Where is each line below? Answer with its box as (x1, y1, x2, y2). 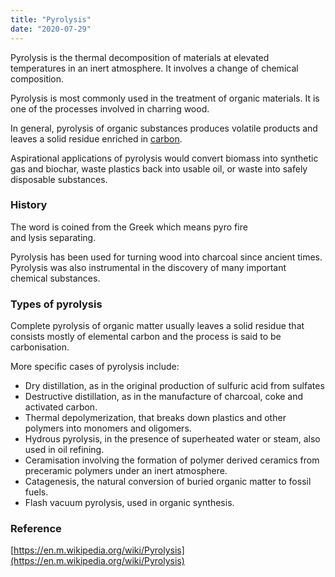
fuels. (24, 486, 49, 498)
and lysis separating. (10, 231, 97, 243)
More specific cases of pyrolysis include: (10, 361, 180, 373)
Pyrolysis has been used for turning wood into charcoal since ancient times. (10, 251, 323, 263)
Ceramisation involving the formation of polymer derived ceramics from (24, 454, 320, 466)
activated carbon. (24, 401, 98, 413)
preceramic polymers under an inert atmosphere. (24, 465, 228, 477)
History (10, 198, 48, 212)
